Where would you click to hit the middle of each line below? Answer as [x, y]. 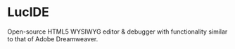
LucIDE [28, 12]
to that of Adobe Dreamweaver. [53, 38]
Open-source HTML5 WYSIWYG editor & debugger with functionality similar [118, 31]
